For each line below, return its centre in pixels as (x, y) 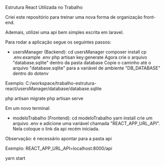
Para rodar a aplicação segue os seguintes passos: (58, 42)
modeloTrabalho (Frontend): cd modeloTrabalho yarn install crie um (82, 118)
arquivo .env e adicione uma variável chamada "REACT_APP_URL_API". (86, 123)
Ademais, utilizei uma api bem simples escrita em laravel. (65, 32)
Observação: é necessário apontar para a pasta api (59, 138)
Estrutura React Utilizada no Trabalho (44, 7)
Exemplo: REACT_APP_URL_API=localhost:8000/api (59, 148)
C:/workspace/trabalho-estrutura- (61, 83)
